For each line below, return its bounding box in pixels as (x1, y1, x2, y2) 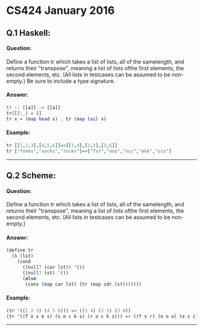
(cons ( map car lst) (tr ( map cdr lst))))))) (25, 281, 142, 287)
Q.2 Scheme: (6, 170, 56, 180)
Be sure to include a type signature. (27, 77, 115, 85)
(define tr (6, 247, 34, 254)
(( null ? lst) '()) (22, 270, 69, 276)
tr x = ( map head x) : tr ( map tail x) (6, 116, 107, 122)
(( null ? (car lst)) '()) (22, 264, 85, 270)
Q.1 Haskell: (6, 28, 51, 38)
